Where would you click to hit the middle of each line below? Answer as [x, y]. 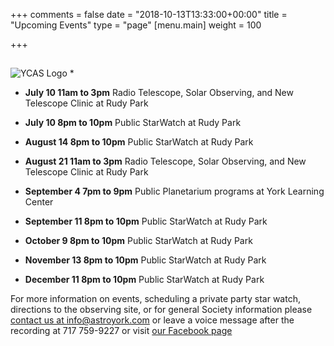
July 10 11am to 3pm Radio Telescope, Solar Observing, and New [159, 93]
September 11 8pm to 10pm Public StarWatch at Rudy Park [146, 221]
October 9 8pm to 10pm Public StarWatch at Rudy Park [138, 241]
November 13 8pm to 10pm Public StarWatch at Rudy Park [145, 260]
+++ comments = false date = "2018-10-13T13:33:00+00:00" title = [149, 14]
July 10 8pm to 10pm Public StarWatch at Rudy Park [133, 123]
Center [39, 202]
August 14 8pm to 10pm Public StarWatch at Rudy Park [139, 142]
